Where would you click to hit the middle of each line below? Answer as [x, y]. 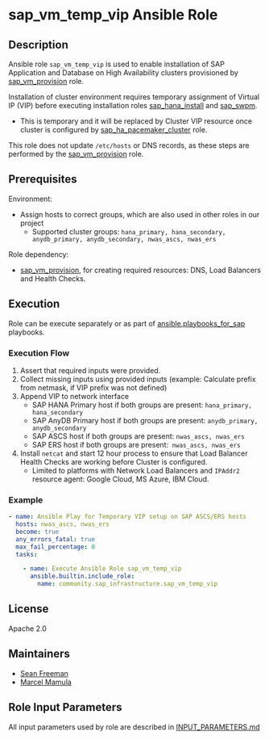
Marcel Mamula [46, 682]
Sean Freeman [44, 673]
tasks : [27, 554]
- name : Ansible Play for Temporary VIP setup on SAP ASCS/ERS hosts [128, 517]
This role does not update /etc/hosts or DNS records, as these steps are [129, 145]
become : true [37, 532]
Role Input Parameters [65, 707]
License [29, 609]
